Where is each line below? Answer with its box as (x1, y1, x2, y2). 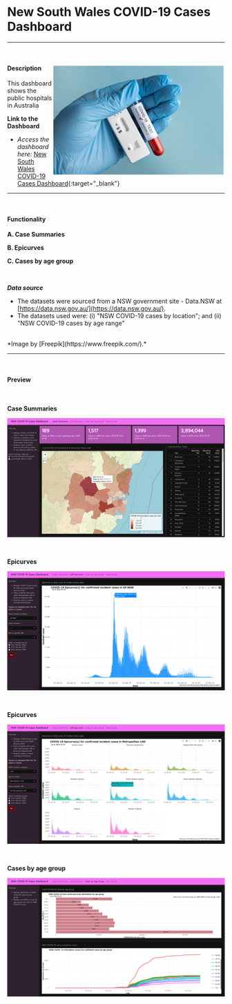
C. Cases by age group (7, 257, 74, 266)
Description (7, 63, 42, 72)
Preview (7, 375, 31, 384)
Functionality (7, 215, 46, 223)
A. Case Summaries (7, 230, 66, 239)
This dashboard (7, 79, 52, 88)
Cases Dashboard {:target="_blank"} (17, 179, 120, 188)
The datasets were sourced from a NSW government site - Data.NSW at (17, 297, 222, 306)
